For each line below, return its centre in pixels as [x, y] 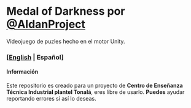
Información [22, 72]
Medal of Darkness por [66, 11]
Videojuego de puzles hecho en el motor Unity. [66, 41]
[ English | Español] [35, 57]
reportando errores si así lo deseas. [51, 99]
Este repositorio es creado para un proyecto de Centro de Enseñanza [95, 86]
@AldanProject [46, 24]
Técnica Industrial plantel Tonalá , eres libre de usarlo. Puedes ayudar [95, 92]
